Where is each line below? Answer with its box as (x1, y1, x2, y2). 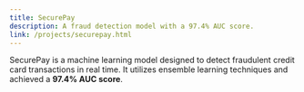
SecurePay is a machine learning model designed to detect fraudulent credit (9, 55, 296, 66)
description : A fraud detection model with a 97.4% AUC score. (9, 22, 255, 31)
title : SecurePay (9, 13, 76, 23)
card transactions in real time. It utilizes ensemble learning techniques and (9, 64, 289, 75)
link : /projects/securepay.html (9, 30, 132, 39)
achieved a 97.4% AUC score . (9, 74, 123, 85)
